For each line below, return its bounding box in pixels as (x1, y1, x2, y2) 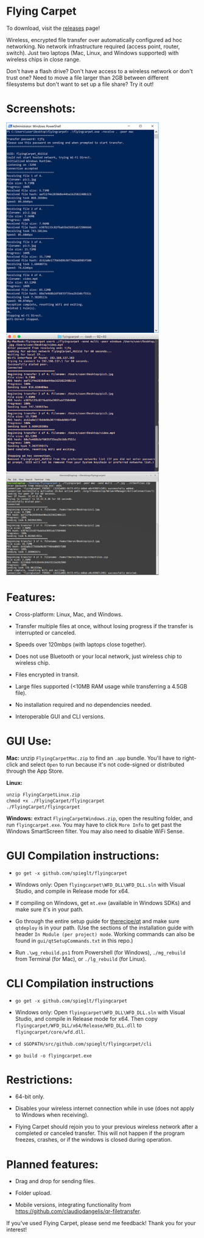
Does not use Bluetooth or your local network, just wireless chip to (15, 653, 182, 660)
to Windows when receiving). (15, 1111, 89, 1118)
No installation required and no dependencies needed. (15, 701, 152, 708)
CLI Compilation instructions (6, 976, 154, 990)
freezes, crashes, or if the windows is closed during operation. (15, 1136, 172, 1143)
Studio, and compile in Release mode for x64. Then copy (15, 1015, 158, 1022)
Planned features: (6, 1157, 99, 1172)
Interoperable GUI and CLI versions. (15, 712, 105, 720)
